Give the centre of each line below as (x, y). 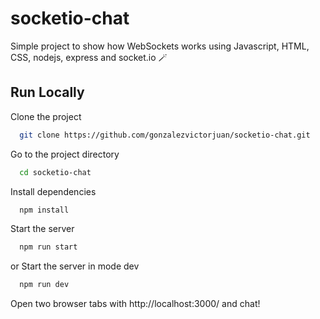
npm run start (48, 247)
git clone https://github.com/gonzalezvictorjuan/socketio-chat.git (165, 135)
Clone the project (46, 116)
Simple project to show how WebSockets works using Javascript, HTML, (160, 46)
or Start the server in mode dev (75, 266)
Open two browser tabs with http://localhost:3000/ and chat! (135, 304)
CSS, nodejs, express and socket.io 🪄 (89, 57)
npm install (44, 210)
